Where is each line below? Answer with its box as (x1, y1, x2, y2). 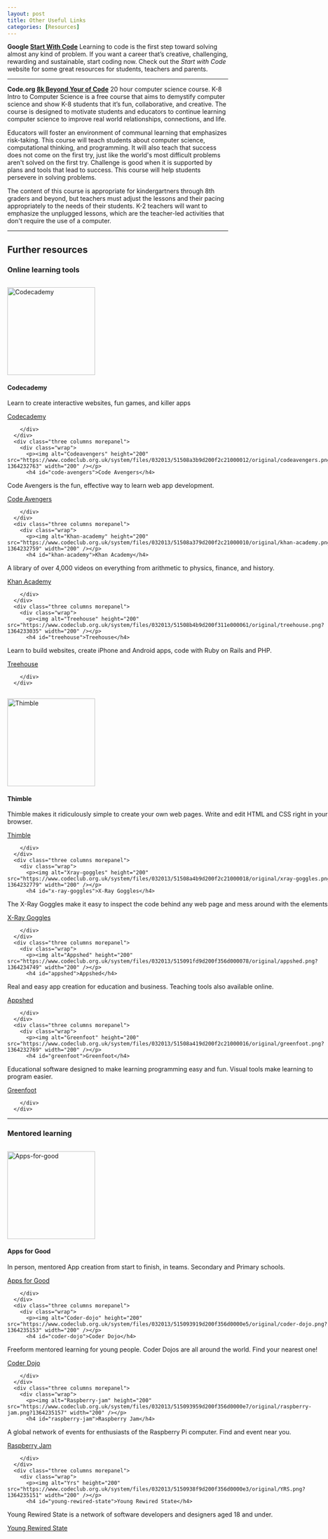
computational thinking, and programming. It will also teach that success (7, 143, 217, 152)
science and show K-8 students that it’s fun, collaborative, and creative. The (7, 100, 226, 109)
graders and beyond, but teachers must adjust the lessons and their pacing (7, 194, 224, 203)
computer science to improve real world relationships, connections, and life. (7, 115, 226, 124)
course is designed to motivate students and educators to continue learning (7, 107, 226, 116)
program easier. (7, 1072, 53, 1081)
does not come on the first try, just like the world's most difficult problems (7, 151, 221, 159)
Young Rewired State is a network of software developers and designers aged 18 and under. (7, 1510, 273, 1519)
